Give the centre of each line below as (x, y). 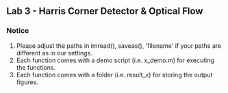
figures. (27, 82)
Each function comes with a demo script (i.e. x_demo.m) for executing (115, 60)
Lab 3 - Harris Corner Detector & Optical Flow (105, 11)
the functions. (36, 67)
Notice (18, 31)
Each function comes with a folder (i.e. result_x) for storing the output (114, 75)
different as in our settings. (54, 53)
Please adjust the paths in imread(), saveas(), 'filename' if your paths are (119, 45)
